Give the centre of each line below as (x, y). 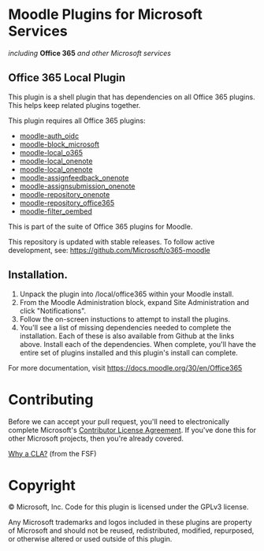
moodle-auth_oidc (49, 136)
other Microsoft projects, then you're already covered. (96, 438)
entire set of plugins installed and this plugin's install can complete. (128, 352)
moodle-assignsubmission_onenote (77, 186)
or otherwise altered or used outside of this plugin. (90, 539)
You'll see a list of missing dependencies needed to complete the (125, 327)
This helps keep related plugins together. (74, 105)
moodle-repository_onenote (65, 194)
